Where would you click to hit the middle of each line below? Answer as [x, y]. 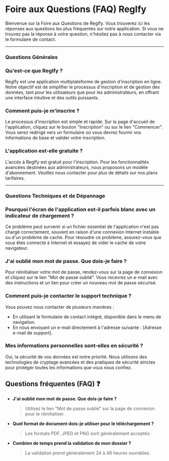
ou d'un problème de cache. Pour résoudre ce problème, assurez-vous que [83, 237]
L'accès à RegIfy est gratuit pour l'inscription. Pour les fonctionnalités [77, 162]
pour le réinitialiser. [45, 414]
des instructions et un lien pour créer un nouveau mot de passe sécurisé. [81, 283]
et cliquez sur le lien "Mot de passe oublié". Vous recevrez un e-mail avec [81, 277]
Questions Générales [31, 57]
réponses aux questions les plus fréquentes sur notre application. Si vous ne [84, 28]
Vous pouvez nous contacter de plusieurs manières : [60, 307]
